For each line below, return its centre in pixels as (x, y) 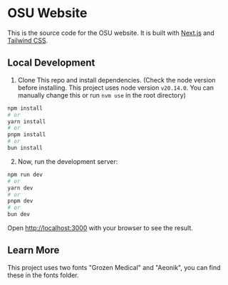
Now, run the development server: (68, 161)
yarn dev (20, 188)
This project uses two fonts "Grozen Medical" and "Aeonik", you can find (114, 267)
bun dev (19, 214)
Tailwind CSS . (28, 40)
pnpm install (27, 135)
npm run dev (25, 175)
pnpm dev (20, 201)
